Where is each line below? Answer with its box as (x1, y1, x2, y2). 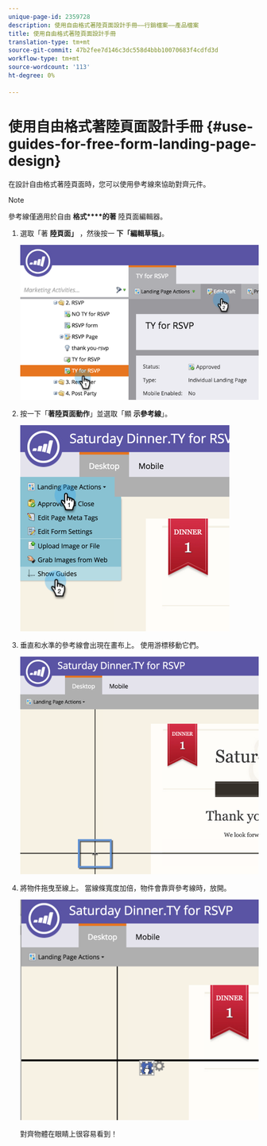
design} (8, 152, 61, 170)
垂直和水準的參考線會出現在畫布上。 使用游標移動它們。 (19, 641, 203, 650)
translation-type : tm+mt (8, 38, 91, 46)
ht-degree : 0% (8, 72, 56, 79)
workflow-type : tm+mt (8, 55, 80, 63)
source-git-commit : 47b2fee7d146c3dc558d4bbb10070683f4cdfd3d (8, 46, 219, 55)
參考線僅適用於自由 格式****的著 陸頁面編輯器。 (8, 211, 168, 221)
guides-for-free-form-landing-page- (8, 135, 257, 153)
